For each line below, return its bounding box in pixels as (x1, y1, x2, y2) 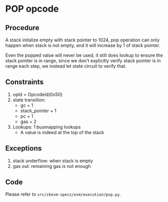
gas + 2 (20, 118, 37, 124)
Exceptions (5, 144, 42, 153)
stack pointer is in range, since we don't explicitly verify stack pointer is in (5, 58, 161, 64)
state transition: (12, 96, 46, 103)
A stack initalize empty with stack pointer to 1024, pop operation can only (5, 37, 160, 43)
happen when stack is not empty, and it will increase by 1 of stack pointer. (5, 42, 161, 48)
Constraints (5, 78, 44, 87)
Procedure (5, 23, 40, 32)
